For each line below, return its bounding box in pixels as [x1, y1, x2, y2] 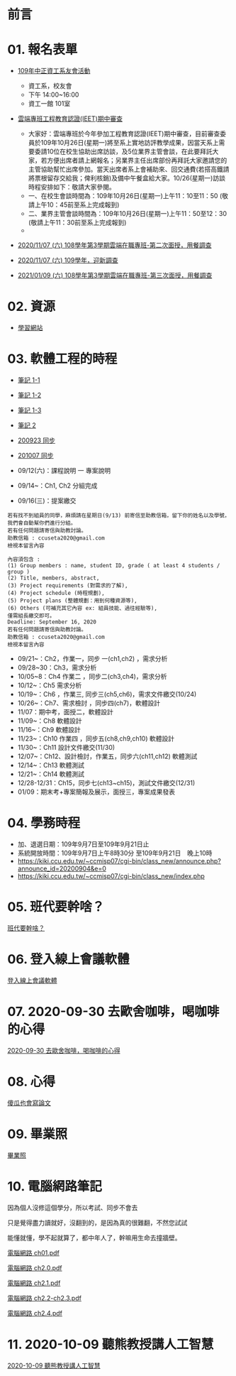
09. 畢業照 [7, 1126, 68, 1142]
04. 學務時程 [7, 815, 80, 831]
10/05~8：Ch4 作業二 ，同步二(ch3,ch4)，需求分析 [17, 672, 168, 680]
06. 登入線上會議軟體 [7, 951, 130, 968]
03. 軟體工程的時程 [7, 351, 118, 367]
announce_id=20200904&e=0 [17, 864, 106, 873]
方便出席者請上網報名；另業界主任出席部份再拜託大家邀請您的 [47, 156, 227, 165]
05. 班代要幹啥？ [7, 899, 105, 915]
